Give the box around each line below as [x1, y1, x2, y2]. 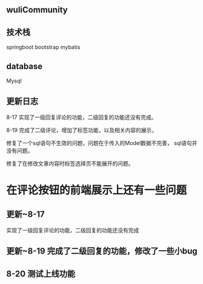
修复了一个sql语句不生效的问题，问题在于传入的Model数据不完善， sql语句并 [6, 139, 198, 146]
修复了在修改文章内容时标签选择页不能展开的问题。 [6, 160, 134, 167]
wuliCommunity [6, 5, 68, 15]
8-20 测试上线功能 [6, 268, 76, 279]
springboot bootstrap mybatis [6, 44, 81, 51]
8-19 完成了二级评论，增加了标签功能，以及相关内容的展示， [6, 126, 158, 134]
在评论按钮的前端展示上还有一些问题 [6, 183, 187, 197]
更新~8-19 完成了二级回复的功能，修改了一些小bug [6, 246, 198, 257]
